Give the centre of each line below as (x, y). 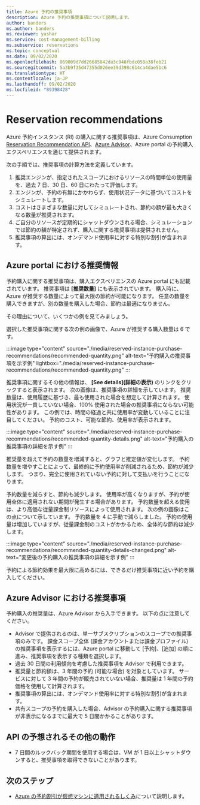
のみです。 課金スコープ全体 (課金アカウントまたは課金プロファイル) (104, 641)
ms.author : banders (30, 28)
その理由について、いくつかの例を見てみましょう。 (69, 316)
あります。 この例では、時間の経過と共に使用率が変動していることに (101, 412)
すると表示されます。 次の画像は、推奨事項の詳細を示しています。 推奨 (104, 390)
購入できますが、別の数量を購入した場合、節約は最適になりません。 (90, 303)
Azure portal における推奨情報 (62, 265)
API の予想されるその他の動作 (61, 737)
